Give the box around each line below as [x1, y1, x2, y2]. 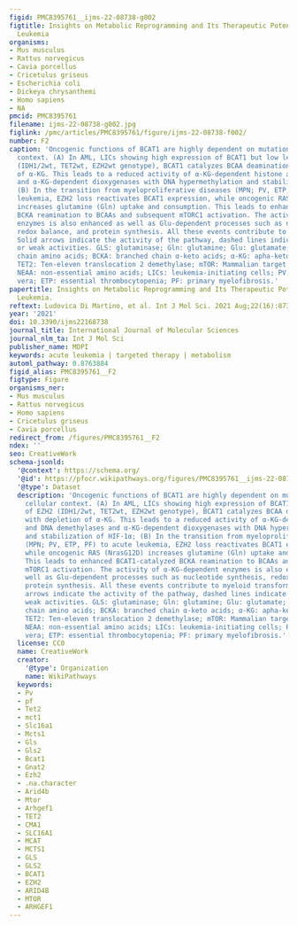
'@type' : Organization [25, 664, 109, 672]
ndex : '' [9, 441, 42, 450]
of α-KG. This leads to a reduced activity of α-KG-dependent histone [17, 169, 283, 178]
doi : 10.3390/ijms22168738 [9, 318, 109, 327]
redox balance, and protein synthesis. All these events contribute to [17, 227, 287, 236]
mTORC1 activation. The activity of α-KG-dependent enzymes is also [25, 564, 283, 574]
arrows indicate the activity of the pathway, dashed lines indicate [25, 590, 287, 599]
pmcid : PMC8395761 [9, 112, 77, 120]
